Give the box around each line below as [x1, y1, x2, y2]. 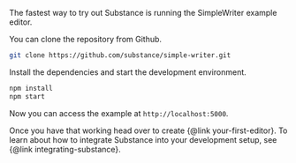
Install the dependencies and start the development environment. [9, 66, 247, 78]
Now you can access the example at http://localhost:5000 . [9, 107, 229, 118]
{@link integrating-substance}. [9, 144, 121, 154]
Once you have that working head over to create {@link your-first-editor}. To [9, 125, 288, 136]
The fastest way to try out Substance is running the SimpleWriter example [9, 8, 277, 18]
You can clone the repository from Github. [9, 34, 162, 44]
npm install [9, 84, 53, 93]
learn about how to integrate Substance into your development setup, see [9, 134, 277, 144]
